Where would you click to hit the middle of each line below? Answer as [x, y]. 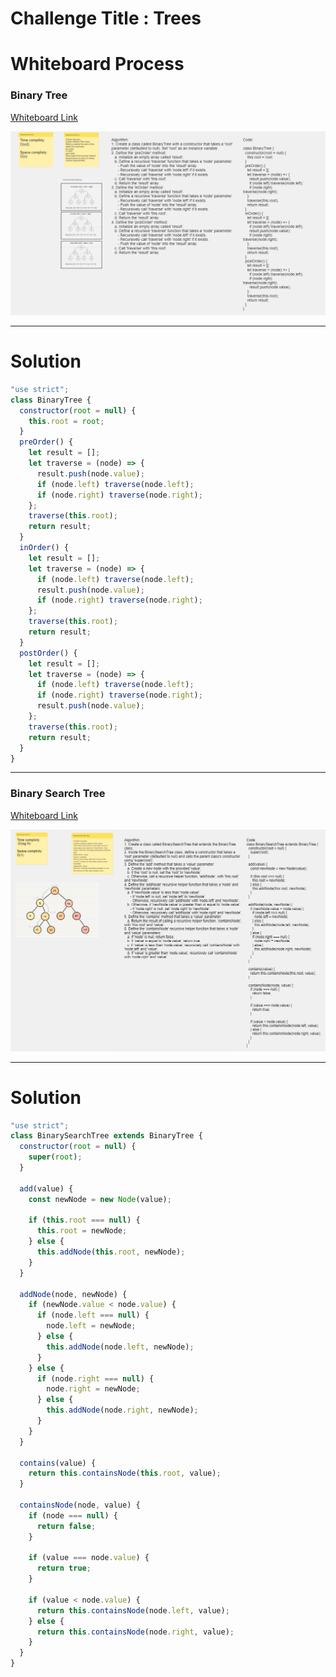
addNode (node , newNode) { [73, 1294]
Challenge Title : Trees [106, 18]
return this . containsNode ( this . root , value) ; [125, 1473]
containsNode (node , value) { [80, 1505]
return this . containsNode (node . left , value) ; [133, 1610]
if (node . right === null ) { [95, 1378]
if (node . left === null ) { [93, 1315]
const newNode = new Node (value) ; [100, 1199]
